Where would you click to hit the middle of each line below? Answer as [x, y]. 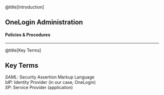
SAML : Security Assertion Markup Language [50, 77]
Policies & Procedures [28, 35]
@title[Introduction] [25, 7]
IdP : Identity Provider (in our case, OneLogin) [51, 82]
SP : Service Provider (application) [39, 88]
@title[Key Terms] [23, 50]
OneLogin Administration [44, 22]
